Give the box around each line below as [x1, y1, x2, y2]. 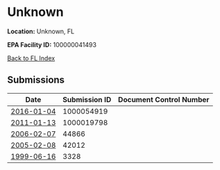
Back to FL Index [7, 53, 56, 62]
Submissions [7, 74, 65, 86]
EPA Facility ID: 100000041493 [7, 40, 97, 49]
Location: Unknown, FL [7, 27, 75, 35]
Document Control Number [117, 94, 210, 104]
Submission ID [62, 94, 112, 104]
